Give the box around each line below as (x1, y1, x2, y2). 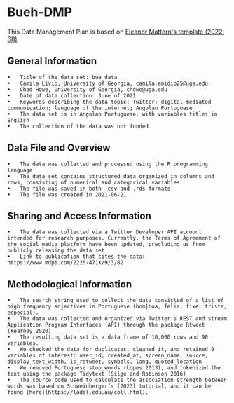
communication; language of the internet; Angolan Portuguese (7, 104, 193, 111)
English (7, 116, 30, 123)
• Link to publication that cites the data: (7, 253, 146, 260)
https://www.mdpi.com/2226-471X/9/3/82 (7, 259, 124, 266)
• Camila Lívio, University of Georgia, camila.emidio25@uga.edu (7, 80, 209, 87)
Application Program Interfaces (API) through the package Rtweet (7, 322, 205, 329)
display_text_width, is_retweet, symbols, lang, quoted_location (7, 358, 202, 365)
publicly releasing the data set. (7, 247, 109, 254)
